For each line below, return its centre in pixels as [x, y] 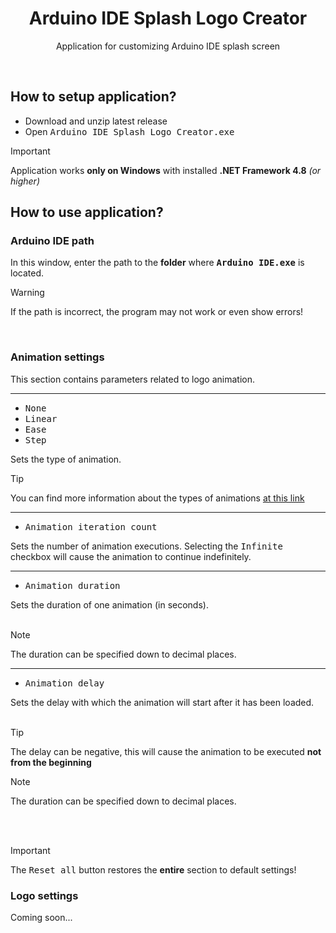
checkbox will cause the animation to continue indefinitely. [131, 556]
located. [27, 273]
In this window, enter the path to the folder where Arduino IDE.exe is [157, 263]
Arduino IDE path [52, 241]
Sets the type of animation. [66, 459]
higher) [25, 181]
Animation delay [64, 683]
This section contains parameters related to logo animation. [133, 379]
